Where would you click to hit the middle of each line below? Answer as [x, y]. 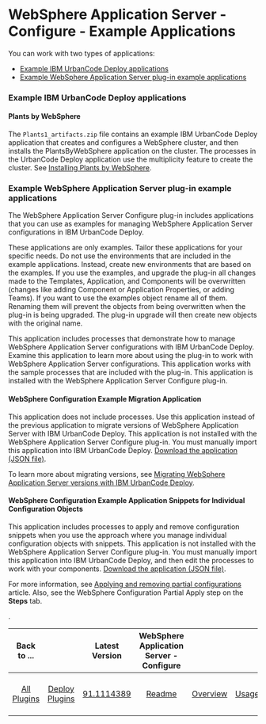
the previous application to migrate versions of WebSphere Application [123, 425]
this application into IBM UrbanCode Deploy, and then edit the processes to [131, 560]
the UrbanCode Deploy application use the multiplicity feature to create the [131, 159]
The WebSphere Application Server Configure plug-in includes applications [131, 215]
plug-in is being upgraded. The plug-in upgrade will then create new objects [133, 315]
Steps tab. [25, 600]
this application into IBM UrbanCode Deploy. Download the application [123, 450]
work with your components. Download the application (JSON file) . [117, 569]
